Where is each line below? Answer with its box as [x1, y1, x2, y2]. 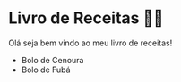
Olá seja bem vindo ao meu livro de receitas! [8, 37, 173, 48]
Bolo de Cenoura [21, 54, 84, 65]
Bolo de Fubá [21, 64, 71, 75]
